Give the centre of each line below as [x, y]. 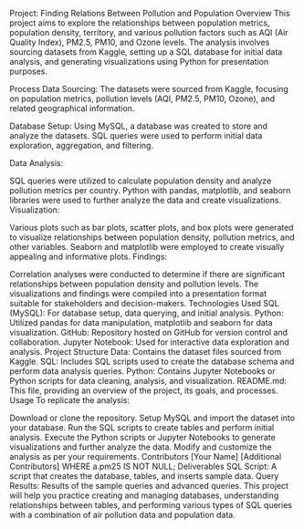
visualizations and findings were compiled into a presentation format [138, 294]
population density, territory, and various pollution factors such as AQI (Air [149, 32]
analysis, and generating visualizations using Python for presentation [139, 62]
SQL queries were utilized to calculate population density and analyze [141, 181]
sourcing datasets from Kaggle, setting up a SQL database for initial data [146, 52]
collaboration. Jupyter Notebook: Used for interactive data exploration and [149, 342]
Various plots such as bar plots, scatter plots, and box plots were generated [152, 228]
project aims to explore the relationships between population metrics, [140, 23]
